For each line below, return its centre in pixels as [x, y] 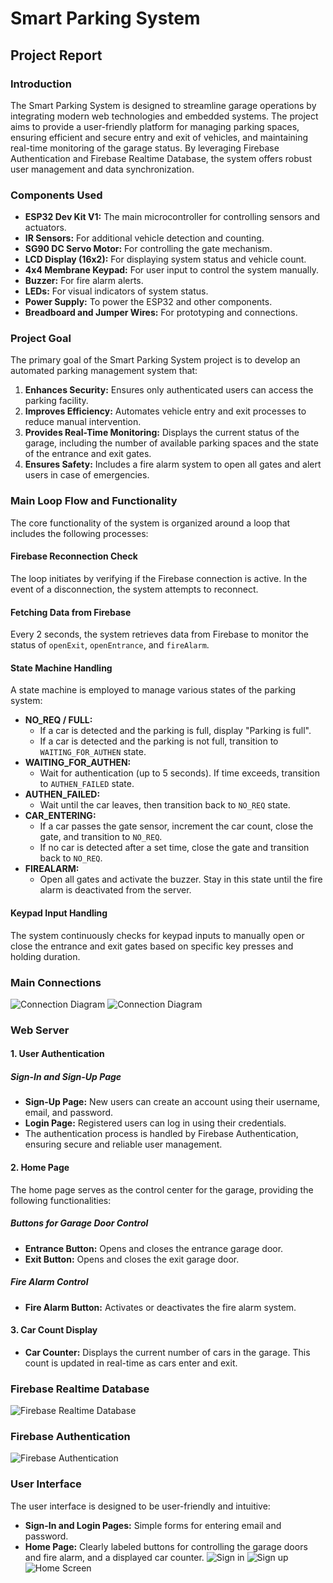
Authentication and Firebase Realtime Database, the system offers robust [161, 158]
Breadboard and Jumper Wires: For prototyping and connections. [161, 313]
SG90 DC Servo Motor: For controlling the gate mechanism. [148, 249]
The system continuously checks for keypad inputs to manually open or [157, 935]
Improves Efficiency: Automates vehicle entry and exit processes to [165, 411]
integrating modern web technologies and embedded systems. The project [164, 116]
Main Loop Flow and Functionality [94, 501]
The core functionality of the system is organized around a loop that [150, 523]
